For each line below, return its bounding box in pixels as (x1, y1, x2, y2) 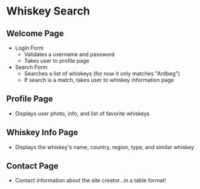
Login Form (15, 44, 44, 51)
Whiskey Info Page (6, 127, 79, 138)
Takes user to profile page (24, 57, 89, 64)
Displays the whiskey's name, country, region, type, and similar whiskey (15, 143, 195, 150)
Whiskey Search (6, 4, 91, 18)
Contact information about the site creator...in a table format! (15, 177, 166, 184)
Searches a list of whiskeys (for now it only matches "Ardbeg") (24, 70, 180, 77)
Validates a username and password (24, 51, 115, 58)
